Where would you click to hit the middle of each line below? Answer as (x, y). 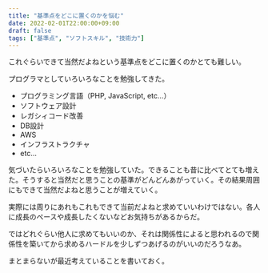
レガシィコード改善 (52, 116)
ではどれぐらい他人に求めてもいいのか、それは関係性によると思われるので (130, 234)
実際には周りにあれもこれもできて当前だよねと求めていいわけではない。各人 (134, 207)
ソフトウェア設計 (48, 106)
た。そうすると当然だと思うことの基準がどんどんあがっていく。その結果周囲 (134, 180)
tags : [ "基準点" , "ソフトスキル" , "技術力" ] (76, 38)
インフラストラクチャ (55, 144)
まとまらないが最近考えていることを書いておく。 (89, 261)
